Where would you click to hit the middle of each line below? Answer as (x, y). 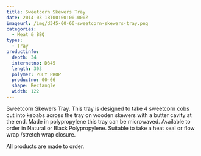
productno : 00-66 (34, 80)
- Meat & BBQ (28, 35)
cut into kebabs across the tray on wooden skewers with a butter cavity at (99, 115)
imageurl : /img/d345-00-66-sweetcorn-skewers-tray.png (77, 23)
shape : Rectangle (34, 86)
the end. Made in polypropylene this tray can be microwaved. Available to (98, 121)
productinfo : (23, 52)
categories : (21, 29)
